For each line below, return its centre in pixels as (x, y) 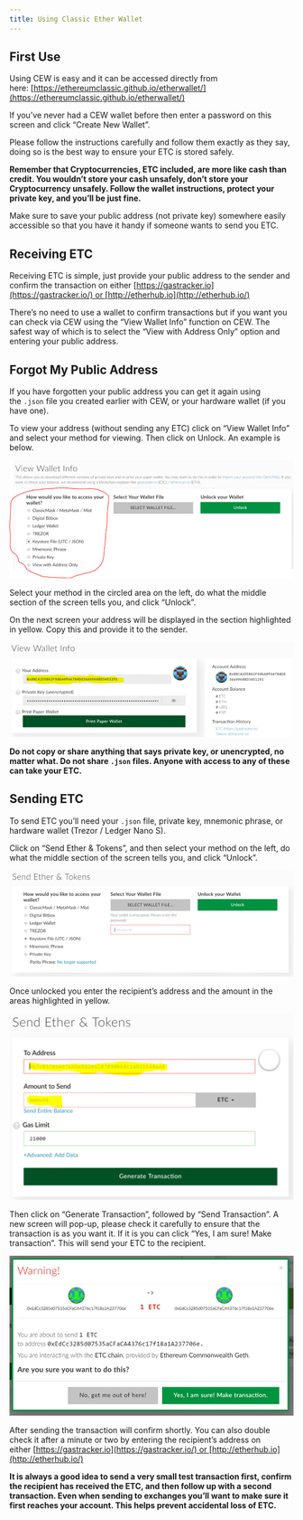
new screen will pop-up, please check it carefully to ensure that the (135, 1223)
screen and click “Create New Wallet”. (80, 125)
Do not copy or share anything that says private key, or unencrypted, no (147, 751)
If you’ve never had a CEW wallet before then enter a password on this (141, 115)
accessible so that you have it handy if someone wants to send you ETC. (144, 225)
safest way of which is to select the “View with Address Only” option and (145, 332)
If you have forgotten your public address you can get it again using (135, 392)
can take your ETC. (46, 771)
